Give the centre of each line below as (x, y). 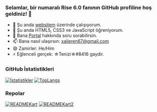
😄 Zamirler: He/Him (33, 48)
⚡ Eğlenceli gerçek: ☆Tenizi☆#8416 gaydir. (58, 54)
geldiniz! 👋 (18, 14)
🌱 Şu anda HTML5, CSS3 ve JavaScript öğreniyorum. (68, 30)
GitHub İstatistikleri (30, 69)
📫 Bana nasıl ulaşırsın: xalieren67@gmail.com (61, 41)
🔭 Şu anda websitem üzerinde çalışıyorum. (57, 25)
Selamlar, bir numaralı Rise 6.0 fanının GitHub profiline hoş (78, 8)
